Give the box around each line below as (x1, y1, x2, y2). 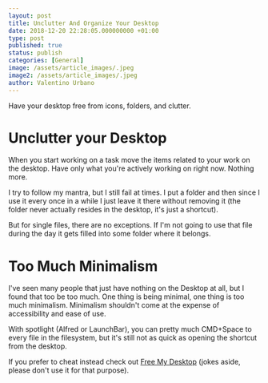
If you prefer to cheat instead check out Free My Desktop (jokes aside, (8, 357, 242, 367)
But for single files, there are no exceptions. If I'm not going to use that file (8, 220, 253, 230)
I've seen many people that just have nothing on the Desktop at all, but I (8, 284, 245, 293)
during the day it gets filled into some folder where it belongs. (8, 229, 211, 239)
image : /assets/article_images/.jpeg (8, 64, 134, 72)
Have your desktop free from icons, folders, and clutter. (8, 101, 191, 111)
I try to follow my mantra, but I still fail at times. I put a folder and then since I (8, 187, 260, 197)
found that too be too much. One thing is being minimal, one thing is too (8, 292, 245, 301)
